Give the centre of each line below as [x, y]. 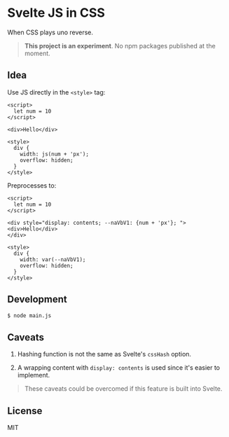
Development [37, 299]
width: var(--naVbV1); [53, 259]
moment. [37, 53]
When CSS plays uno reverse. [50, 32]
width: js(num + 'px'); [55, 154]
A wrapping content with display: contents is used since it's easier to [119, 368]
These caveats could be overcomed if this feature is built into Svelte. [123, 389]
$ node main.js [29, 315]
